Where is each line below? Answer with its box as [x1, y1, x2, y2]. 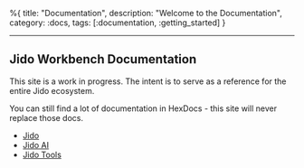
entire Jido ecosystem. [9, 85, 95, 96]
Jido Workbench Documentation [9, 51, 197, 67]
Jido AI [22, 139, 50, 150]
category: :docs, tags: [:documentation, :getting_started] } [9, 17, 226, 28]
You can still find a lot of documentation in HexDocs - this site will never [9, 103, 278, 114]
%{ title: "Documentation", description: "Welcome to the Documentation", [9, 8, 282, 18]
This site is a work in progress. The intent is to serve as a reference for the [9, 76, 287, 87]
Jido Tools [22, 149, 62, 160]
